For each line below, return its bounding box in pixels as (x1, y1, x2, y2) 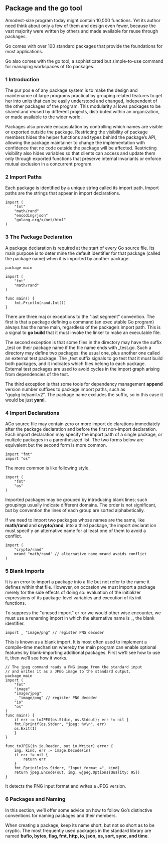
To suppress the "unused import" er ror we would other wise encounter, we (5, 610, 161, 616)
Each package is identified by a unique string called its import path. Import (5, 185, 159, 191)
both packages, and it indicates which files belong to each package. (5, 361, 146, 367)
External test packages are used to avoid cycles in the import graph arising (5, 366, 160, 372)
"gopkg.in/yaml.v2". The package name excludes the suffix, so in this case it (5, 391, 163, 398)
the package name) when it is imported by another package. (5, 255, 130, 261)
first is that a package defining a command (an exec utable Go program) (5, 318, 154, 325)
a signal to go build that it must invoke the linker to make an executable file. (5, 329, 161, 335)
